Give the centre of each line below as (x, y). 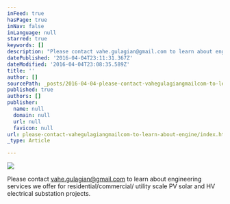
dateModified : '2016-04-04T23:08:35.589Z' (68, 64)
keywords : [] (26, 45)
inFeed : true (26, 13)
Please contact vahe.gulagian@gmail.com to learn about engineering (104, 179)
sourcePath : (24, 84)
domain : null (32, 115)
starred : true (27, 39)
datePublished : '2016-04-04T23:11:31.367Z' (70, 58)
